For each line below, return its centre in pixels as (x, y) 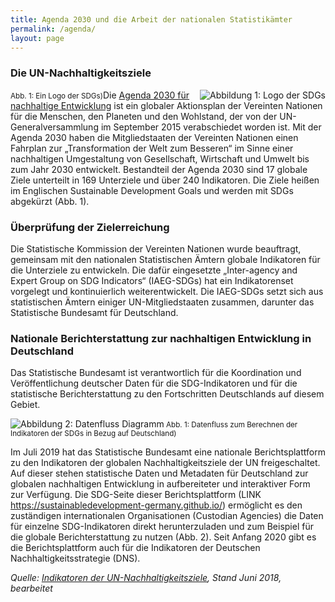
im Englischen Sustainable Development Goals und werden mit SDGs (152, 190)
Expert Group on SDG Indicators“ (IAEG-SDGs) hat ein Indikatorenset (152, 280)
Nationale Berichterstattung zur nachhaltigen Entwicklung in (161, 338)
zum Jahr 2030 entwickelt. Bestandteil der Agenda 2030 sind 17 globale (159, 169)
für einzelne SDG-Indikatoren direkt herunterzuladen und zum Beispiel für (162, 527)
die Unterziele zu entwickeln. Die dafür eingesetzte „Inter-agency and (154, 270)
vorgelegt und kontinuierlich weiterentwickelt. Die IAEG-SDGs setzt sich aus (167, 291)
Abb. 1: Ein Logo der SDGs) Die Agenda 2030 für (100, 95)
